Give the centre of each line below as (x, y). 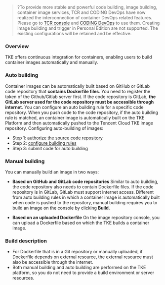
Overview (17, 46)
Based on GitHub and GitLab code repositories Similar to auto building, (85, 181)
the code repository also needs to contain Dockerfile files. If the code (83, 187)
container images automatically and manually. (52, 62)
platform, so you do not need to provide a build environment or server (83, 273)
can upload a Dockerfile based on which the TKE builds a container (81, 223)
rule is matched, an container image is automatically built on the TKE (75, 117)
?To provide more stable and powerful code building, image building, (87, 7)
